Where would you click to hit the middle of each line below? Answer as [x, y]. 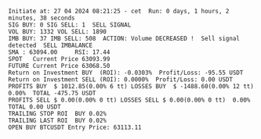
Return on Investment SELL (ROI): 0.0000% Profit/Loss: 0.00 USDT [121, 80]
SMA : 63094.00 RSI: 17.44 [59, 52]
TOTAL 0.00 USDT [34, 107]
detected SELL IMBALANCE [50, 45]
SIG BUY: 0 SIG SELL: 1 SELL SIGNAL [70, 25]
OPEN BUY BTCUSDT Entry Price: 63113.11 [75, 127]
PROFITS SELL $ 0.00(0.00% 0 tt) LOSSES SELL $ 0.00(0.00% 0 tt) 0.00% [129, 100]
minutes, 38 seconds [42, 18]
